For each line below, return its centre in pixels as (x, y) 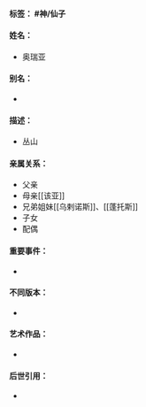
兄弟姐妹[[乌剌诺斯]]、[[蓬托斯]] (80, 207)
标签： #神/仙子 (38, 13)
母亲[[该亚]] (43, 196)
